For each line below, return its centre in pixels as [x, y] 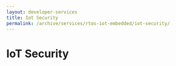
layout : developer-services [42, 12]
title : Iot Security [33, 18]
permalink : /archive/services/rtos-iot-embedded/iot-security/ [88, 23]
